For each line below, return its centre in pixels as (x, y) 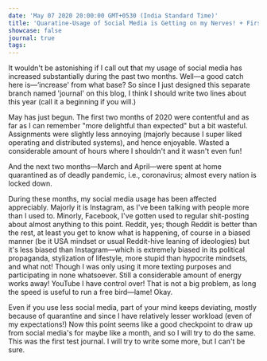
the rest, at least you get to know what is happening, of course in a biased (129, 233)
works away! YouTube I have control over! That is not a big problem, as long (132, 284)
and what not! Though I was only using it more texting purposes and (120, 267)
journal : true (32, 38)
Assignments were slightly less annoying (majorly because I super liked (125, 134)
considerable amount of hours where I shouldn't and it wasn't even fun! (125, 151)
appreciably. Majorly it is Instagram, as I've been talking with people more (129, 207)
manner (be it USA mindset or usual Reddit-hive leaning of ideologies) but (129, 241)
